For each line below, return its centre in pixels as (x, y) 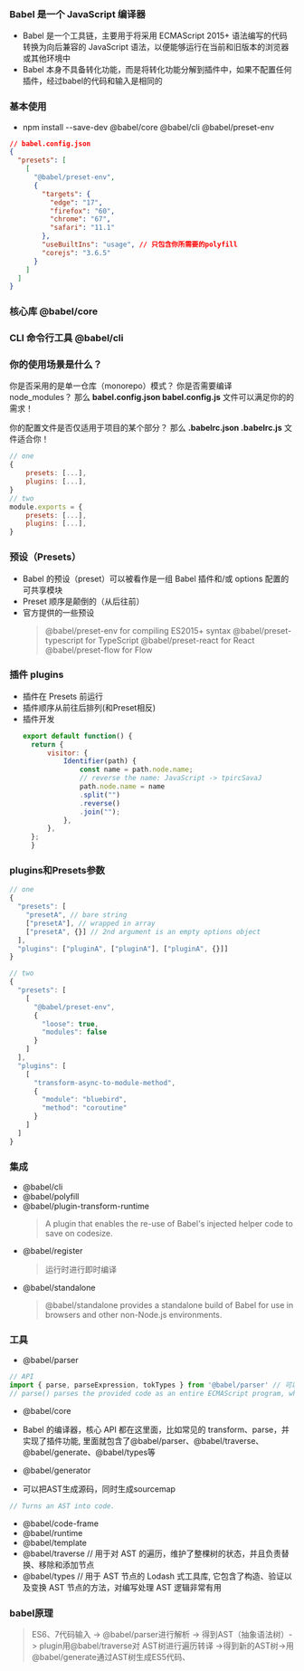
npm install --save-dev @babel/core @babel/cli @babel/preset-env (148, 127)
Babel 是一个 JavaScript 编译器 (78, 14)
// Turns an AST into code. (62, 1506)
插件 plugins (37, 674)
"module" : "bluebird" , (85, 1100)
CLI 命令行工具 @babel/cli (66, 339)
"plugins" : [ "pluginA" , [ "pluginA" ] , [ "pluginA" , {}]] (123, 949)
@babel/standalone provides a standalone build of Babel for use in (169, 1304)
